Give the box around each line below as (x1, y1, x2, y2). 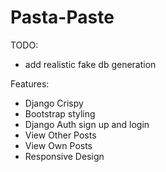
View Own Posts (24, 139, 93, 151)
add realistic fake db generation (24, 58, 157, 70)
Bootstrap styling (24, 107, 96, 120)
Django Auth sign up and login (24, 118, 150, 130)
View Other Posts (24, 129, 97, 141)
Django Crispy (24, 97, 84, 109)
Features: (10, 77, 50, 90)
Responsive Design (24, 150, 105, 162)
